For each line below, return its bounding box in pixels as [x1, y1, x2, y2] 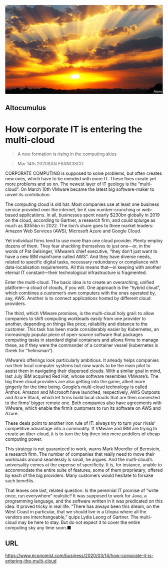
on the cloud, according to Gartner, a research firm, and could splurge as [5, 217, 156, 223]
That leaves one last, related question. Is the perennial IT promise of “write [5, 487, 159, 493]
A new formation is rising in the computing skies [17, 151, 117, 157]
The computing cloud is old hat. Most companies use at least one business [5, 201, 159, 207]
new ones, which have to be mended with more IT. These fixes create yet [5, 175, 156, 181]
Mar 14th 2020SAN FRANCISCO [17, 160, 84, 166]
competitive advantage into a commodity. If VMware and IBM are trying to [5, 425, 157, 431]
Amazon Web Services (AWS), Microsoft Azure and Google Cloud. [5, 228, 141, 234]
